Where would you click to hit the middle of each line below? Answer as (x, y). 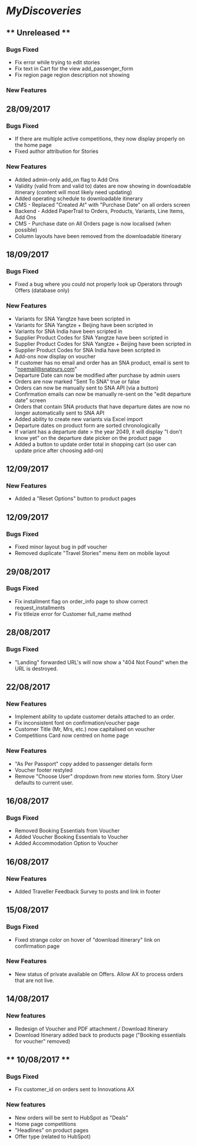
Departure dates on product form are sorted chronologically (87, 425)
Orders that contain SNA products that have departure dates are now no (102, 406)
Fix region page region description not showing (72, 74)
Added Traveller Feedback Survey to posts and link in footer (88, 891)
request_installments (40, 608)
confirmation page (37, 946)
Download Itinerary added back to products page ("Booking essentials (100, 1035)
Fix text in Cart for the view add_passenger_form (74, 68)
